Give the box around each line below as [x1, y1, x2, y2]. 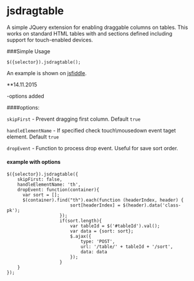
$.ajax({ [70, 234, 92, 240]
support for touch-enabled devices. [6, 36, 93, 43]
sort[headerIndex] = [70, 202, 120, 208]
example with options [6, 158, 61, 165]
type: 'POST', [80, 238, 116, 245]
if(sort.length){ [59, 218, 102, 224]
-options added [6, 92, 45, 99]
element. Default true [6, 133, 60, 140]
